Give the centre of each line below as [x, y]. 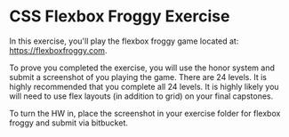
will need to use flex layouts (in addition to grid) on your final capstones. [141, 96]
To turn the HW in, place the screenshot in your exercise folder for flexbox [145, 113]
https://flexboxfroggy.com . [58, 50]
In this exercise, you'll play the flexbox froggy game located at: [124, 41]
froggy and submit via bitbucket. [69, 123]
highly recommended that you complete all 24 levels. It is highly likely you [144, 86]
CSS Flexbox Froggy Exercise [120, 16]
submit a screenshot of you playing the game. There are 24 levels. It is [138, 77]
